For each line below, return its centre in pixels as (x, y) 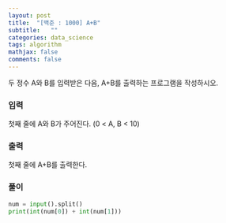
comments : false (35, 60)
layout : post (30, 15)
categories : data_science (51, 37)
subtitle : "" (33, 30)
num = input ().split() (45, 204)
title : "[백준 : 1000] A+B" (55, 23)
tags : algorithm (35, 45)
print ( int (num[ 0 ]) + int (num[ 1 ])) (65, 211)
